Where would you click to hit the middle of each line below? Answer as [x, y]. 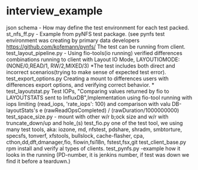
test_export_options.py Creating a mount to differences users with [88, 78]
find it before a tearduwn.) [38, 161]
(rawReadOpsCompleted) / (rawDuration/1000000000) [112, 110]
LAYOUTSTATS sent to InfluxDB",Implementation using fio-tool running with [99, 98]
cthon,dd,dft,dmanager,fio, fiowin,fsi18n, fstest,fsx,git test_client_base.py [96, 142]
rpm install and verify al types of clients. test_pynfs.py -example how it [93, 148]
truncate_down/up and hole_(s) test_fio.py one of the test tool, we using [95, 123]
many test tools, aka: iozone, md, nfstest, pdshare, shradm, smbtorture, [94, 129]
